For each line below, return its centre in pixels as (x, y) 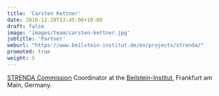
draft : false (26, 26)
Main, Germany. (30, 85)
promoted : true (29, 52)
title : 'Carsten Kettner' (44, 13)
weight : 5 (21, 58)
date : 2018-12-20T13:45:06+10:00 (55, 20)
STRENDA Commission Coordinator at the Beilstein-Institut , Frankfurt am (110, 77)
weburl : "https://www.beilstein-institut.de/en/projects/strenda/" (106, 45)
